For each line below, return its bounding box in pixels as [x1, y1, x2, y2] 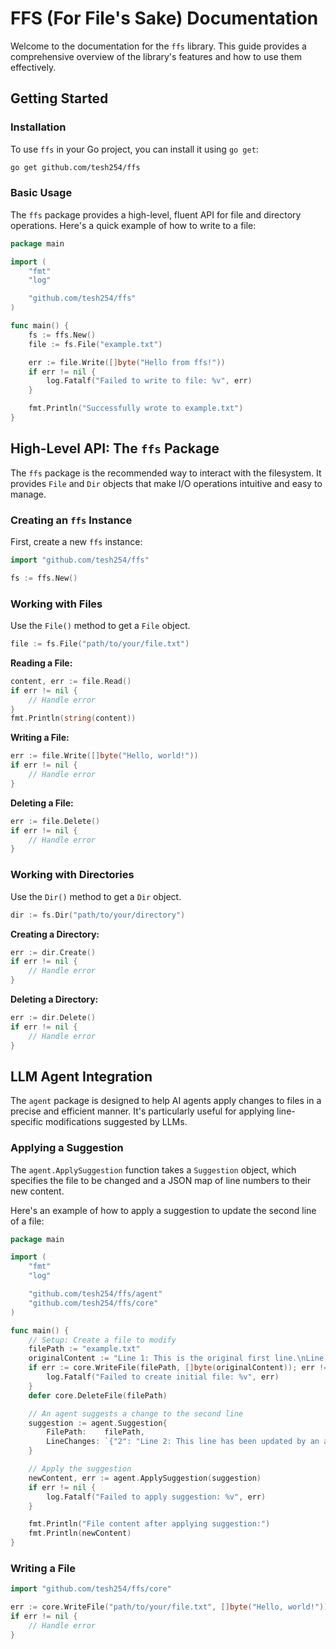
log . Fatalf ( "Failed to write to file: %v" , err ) [46, 376, 253, 386]
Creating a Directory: [10, 928, 100, 940]
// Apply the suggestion [28, 1464, 132, 1474]
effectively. [10, 61, 57, 73]
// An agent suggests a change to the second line [28, 1408, 244, 1419]
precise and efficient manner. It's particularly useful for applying [10, 1105, 275, 1117]
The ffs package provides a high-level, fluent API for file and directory [10, 208, 302, 221]
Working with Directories [10, 868, 135, 882]
